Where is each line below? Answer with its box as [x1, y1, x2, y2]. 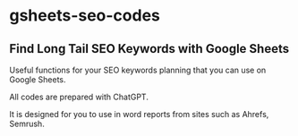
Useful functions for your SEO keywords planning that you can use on [9, 64, 267, 75]
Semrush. [9, 118, 45, 129]
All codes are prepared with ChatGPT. [9, 91, 149, 102]
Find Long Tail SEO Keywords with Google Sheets [9, 41, 289, 56]
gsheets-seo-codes [9, 5, 161, 26]
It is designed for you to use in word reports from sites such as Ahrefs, [9, 109, 269, 119]
